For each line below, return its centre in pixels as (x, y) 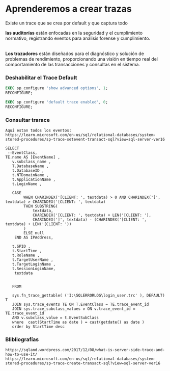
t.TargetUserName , (33, 260)
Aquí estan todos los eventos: (38, 130)
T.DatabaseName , (31, 166)
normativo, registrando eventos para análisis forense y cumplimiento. (78, 38)
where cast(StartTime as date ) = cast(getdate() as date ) (78, 322)
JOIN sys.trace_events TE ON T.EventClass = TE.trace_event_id (80, 304)
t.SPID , (21, 247)
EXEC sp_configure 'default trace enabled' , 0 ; (57, 102)
